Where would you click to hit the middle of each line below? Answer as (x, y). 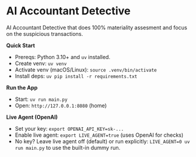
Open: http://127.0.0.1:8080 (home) (61, 105)
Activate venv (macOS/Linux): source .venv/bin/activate (86, 69)
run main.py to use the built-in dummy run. (68, 147)
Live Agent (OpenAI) (32, 117)
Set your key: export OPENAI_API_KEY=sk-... (69, 128)
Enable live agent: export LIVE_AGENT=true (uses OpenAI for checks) (99, 135)
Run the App (22, 87)
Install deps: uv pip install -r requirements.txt (76, 76)
